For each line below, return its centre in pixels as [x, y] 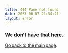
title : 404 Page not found [32, 9]
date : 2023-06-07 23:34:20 [32, 14]
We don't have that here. [34, 35]
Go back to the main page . [31, 45]
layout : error [19, 18]
